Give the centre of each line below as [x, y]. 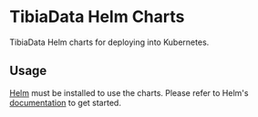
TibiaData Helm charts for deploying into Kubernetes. [109, 42]
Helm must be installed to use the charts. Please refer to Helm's [129, 92]
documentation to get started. [65, 102]
